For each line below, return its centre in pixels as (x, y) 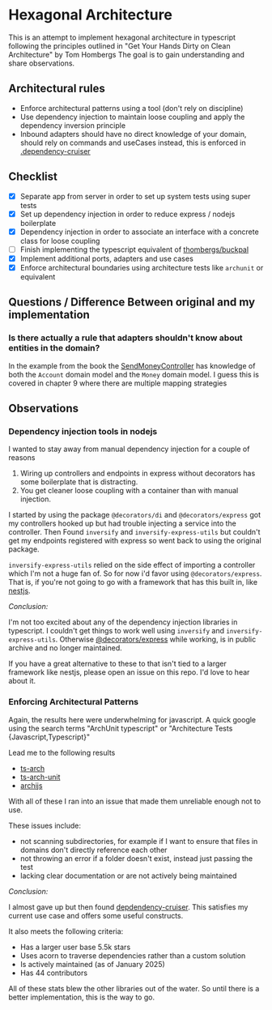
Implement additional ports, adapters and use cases (107, 258)
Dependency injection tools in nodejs (83, 431)
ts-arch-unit (40, 777)
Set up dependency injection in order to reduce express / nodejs (127, 214)
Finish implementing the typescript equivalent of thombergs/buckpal (134, 249)
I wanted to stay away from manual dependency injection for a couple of (129, 449)
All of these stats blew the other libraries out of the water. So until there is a (134, 988)
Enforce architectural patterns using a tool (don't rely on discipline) (132, 108)
